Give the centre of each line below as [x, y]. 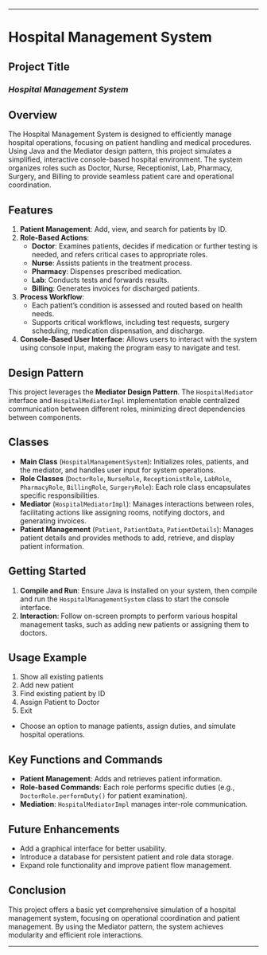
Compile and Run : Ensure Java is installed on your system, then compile [138, 590]
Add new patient [46, 685]
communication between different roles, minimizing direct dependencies [127, 409]
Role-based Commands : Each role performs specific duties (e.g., [127, 787]
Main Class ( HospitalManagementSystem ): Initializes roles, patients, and [134, 461]
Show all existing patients [62, 677]
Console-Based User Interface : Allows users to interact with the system [138, 339]
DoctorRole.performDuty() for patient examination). [104, 796]
